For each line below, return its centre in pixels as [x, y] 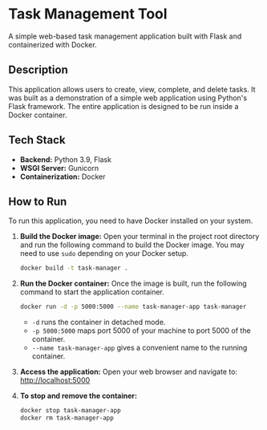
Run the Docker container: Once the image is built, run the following [133, 284]
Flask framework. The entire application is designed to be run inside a [123, 106]
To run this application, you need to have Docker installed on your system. [131, 221]
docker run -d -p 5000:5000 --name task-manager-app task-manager [133, 307]
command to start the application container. [92, 292]
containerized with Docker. [53, 44]
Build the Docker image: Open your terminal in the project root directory [140, 237]
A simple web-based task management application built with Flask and [125, 36]
